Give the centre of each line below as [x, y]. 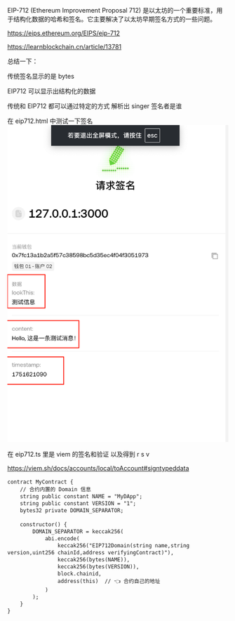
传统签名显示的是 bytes [41, 76]
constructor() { [44, 524]
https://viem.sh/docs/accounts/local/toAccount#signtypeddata [98, 468]
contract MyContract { [40, 482]
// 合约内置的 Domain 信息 [55, 489]
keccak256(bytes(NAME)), [94, 560]
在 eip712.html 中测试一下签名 [50, 121]
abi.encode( [62, 538]
